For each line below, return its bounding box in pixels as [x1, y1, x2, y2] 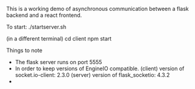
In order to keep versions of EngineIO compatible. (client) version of [15, 65, 185, 72]
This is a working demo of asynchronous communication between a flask [6, 5, 189, 12]
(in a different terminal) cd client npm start [6, 35, 112, 42]
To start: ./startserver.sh [6, 24, 67, 30]
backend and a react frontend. [6, 12, 82, 19]
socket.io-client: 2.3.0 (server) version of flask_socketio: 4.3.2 [15, 71, 170, 78]
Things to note [6, 47, 42, 54]
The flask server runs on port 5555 [15, 59, 102, 65]
